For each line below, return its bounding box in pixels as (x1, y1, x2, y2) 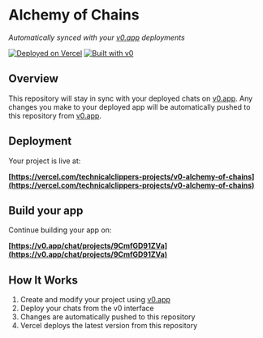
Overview (8, 71, 59, 86)
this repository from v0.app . (8, 110, 101, 120)
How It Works (8, 273, 79, 287)
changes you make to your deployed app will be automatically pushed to (8, 102, 251, 111)
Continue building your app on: (8, 225, 112, 235)
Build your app (8, 203, 84, 217)
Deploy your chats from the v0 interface (19, 303, 154, 314)
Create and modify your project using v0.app (19, 295, 170, 305)
